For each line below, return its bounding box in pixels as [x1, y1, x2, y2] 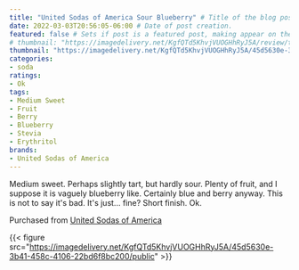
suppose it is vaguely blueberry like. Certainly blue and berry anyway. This [9, 188, 283, 199]
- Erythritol [9, 137, 58, 146]
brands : [9, 145, 38, 154]
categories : [9, 54, 53, 63]
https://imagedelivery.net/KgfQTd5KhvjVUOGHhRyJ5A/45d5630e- [29, 241, 274, 252]
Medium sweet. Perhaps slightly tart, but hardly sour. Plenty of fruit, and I [9, 178, 278, 189]
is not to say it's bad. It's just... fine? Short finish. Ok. [9, 197, 202, 208]
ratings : [9, 71, 42, 80]
